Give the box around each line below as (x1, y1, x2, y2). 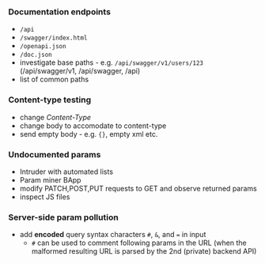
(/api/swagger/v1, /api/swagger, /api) (19, 66, 141, 76)
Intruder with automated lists (19, 167, 113, 176)
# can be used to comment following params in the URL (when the (31, 238, 247, 247)
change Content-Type (19, 112, 92, 122)
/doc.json (19, 51, 53, 59)
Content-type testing (8, 94, 92, 105)
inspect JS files (19, 192, 70, 202)
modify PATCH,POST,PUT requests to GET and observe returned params (19, 183, 257, 193)
